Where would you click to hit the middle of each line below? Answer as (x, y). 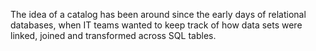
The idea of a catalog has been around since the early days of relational (158, 14)
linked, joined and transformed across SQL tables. (113, 35)
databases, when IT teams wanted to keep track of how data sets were (156, 25)
